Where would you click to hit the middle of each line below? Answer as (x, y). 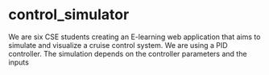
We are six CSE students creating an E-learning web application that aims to (134, 37)
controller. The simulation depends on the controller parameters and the (128, 53)
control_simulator (69, 15)
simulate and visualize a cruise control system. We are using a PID (118, 45)
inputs (19, 62)
